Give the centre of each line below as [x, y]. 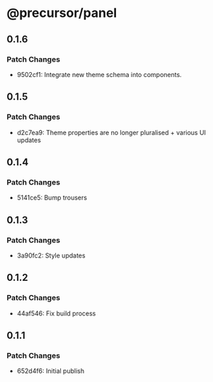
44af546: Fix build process [56, 313]
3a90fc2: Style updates [51, 255]
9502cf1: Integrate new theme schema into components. [99, 74]
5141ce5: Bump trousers [52, 198]
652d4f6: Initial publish [51, 371]
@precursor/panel [62, 13]
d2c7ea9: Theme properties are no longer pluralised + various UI [111, 132]
